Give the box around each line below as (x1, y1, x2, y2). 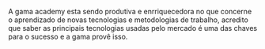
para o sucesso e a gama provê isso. (8, 32, 128, 41)
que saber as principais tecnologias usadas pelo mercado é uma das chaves (8, 24, 258, 32)
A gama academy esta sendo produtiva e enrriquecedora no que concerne (8, 7, 252, 16)
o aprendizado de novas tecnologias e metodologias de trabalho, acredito (8, 15, 249, 24)
